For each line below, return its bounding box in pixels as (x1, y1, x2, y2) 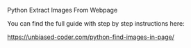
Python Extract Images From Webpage (7, 6, 118, 14)
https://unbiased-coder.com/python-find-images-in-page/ (7, 33, 175, 41)
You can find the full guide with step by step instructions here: (7, 19, 185, 27)
